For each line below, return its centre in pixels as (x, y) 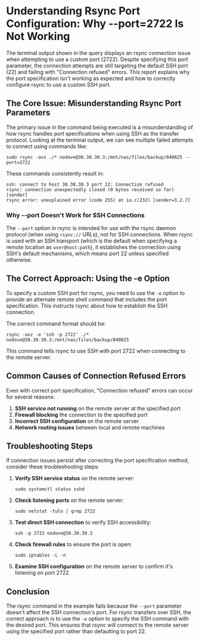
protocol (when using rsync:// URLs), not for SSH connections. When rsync (99, 235)
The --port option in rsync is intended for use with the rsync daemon (91, 228)
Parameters (28, 113)
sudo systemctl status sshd (49, 489)
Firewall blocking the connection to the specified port (81, 415)
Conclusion (28, 592)
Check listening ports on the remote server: (69, 501)
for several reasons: (31, 397)
